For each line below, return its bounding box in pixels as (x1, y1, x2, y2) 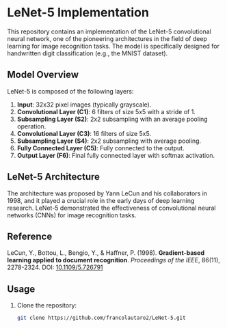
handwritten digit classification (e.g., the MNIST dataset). (7, 49, 168, 57)
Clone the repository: (16, 301, 77, 310)
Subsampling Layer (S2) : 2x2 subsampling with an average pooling (16, 115, 208, 123)
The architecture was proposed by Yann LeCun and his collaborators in (7, 189, 207, 197)
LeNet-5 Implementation (7, 5, 149, 20)
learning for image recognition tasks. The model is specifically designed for (7, 42, 220, 50)
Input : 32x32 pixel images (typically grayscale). (16, 100, 152, 109)
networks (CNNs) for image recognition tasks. (7, 210, 137, 219)
